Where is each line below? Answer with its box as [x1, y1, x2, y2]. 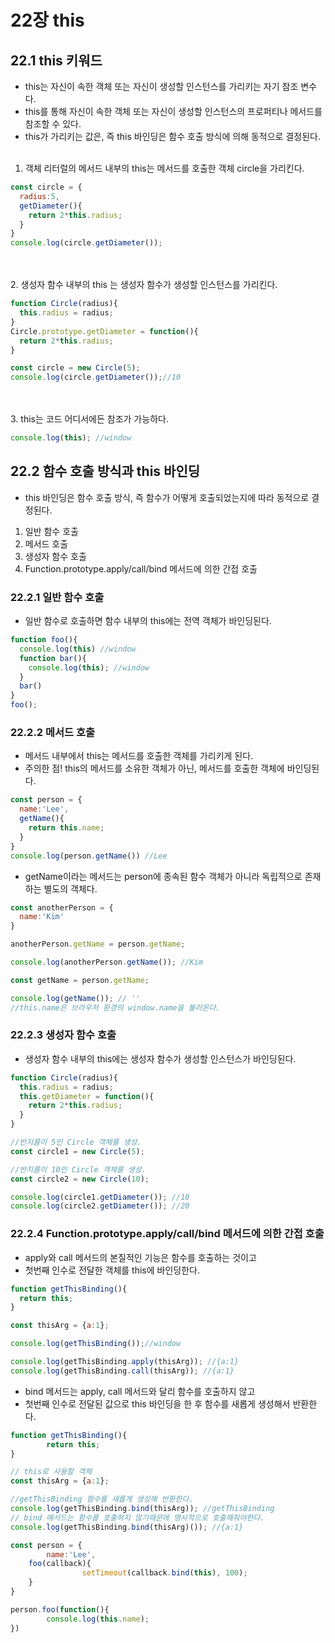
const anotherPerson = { [10, 902, 114, 913]
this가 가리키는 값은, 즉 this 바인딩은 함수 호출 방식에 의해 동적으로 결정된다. [24, 131, 321, 142]
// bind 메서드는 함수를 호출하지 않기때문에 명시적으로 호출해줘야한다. [10, 1512, 265, 1523]
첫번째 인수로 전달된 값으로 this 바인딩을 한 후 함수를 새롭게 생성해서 [24, 1397, 291, 1410]
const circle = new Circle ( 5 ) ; [10, 363, 141, 373]
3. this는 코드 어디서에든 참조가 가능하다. [10, 413, 169, 425]
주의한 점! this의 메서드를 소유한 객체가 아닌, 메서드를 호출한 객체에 [24, 762, 285, 775]
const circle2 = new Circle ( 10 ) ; [10, 1174, 150, 1184]
